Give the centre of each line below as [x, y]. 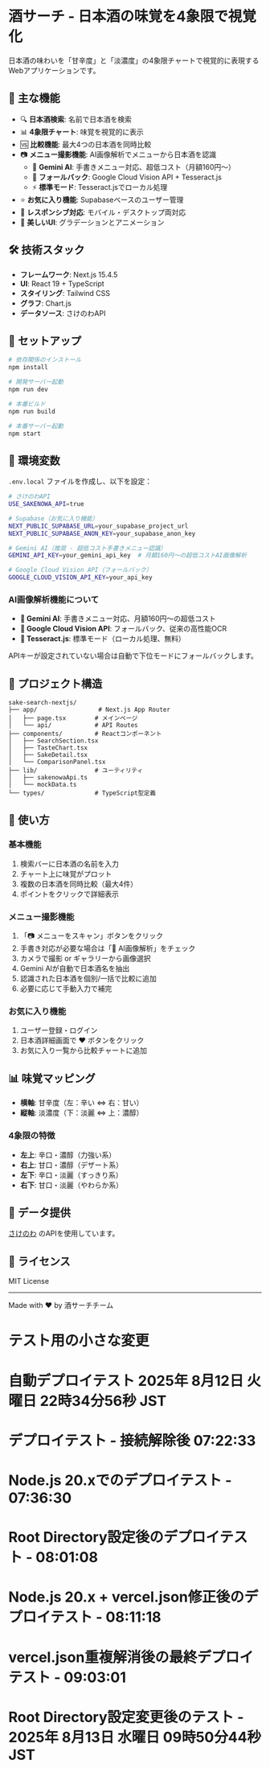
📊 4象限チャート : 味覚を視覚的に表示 [82, 132]
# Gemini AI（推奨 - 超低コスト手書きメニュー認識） [88, 548]
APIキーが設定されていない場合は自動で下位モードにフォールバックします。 [133, 656]
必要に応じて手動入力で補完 [66, 989]
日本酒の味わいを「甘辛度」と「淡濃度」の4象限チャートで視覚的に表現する [134, 60]
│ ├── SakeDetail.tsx [48, 755]
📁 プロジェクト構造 [55, 683]
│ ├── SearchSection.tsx [53, 741]
